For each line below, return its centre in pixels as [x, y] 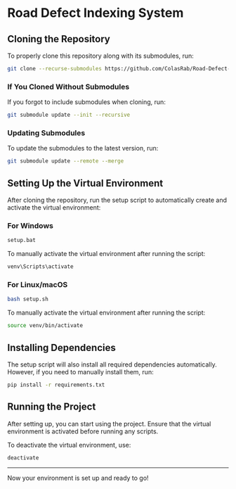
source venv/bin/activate [45, 326]
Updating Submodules [46, 133]
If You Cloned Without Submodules [68, 87]
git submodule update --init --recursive [69, 115]
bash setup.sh [28, 299]
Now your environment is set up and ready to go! [78, 478]
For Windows [31, 225]
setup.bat [22, 241]
